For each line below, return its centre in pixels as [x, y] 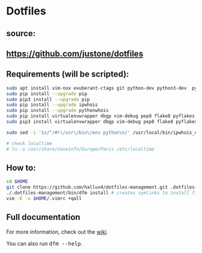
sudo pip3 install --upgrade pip [48, 99]
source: [21, 33]
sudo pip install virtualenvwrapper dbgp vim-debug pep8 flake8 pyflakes [101, 116]
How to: [21, 168]
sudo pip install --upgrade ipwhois [52, 105]
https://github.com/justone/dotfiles [75, 53]
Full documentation [43, 217]
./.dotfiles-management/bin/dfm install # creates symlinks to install [98, 193]
